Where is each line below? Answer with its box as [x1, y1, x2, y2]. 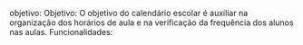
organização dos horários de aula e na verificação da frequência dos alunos [9, 17, 294, 28]
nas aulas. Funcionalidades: [9, 27, 113, 37]
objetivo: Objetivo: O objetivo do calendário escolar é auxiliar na [9, 8, 249, 18]
